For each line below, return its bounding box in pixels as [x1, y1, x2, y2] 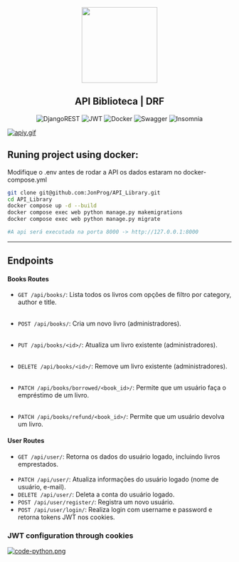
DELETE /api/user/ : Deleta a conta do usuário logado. [17, 490, 175, 499]
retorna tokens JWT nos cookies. [17, 513, 115, 521]
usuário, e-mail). [17, 482, 66, 491]
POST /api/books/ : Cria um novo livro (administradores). [17, 319, 181, 328]
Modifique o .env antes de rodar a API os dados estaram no [7, 167, 182, 176]
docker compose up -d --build [7, 202, 97, 209]
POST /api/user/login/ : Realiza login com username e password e [17, 505, 213, 514]
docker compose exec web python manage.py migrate [7, 216, 161, 223]
